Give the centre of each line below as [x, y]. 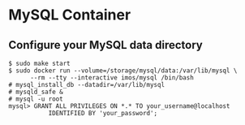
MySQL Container [70, 15]
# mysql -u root [36, 99]
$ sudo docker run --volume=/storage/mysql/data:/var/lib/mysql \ [123, 71]
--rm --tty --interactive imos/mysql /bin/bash [112, 78]
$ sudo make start [39, 63]
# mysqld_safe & [36, 92]
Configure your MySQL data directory [105, 45]
